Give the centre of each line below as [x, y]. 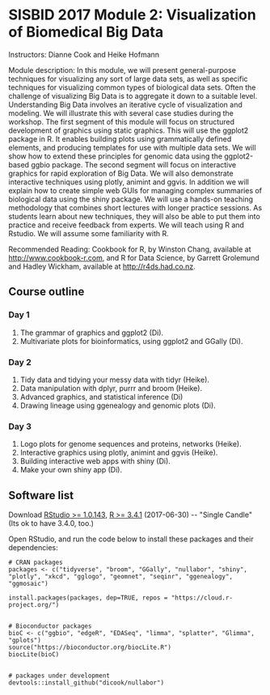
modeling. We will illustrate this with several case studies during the [121, 113]
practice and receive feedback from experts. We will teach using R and [127, 225]
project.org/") [34, 605]
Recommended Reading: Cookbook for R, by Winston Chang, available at [130, 249]
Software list [41, 495]
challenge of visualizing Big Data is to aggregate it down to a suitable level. [133, 95]
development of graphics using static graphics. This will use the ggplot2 [129, 130]
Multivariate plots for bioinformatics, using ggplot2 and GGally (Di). [132, 341]
